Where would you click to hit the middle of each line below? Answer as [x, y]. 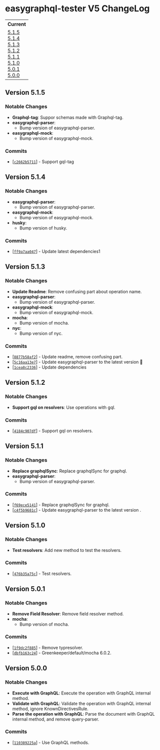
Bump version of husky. [43, 228]
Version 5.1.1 [24, 446]
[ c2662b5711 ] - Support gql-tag [43, 161]
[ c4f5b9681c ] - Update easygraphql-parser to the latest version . [77, 510]
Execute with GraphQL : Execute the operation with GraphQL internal [81, 693]
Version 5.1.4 [25, 177]
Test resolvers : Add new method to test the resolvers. [67, 550]
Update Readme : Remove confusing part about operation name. [77, 291]
